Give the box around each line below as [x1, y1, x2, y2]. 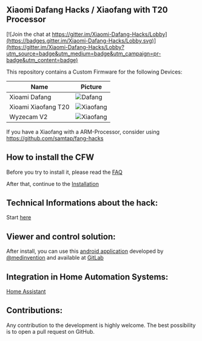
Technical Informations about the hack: [6, 198, 158, 208]
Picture [81, 82, 102, 91]
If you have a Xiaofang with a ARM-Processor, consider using [6, 128, 160, 136]
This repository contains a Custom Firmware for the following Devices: [6, 68, 183, 75]
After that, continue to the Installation [6, 180, 99, 187]
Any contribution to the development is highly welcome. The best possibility [6, 322, 196, 329]
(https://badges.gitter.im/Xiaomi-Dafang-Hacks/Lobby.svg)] [6, 36, 157, 44]
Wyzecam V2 [9, 112, 48, 121]
